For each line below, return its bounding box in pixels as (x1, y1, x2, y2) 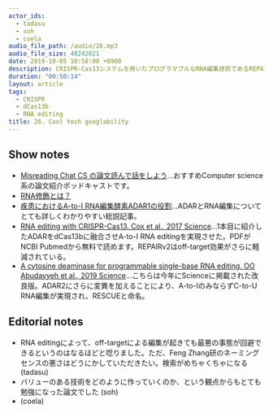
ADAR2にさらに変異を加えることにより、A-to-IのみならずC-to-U (41, 280, 258, 290)
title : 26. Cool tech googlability (8, 118, 129, 126)
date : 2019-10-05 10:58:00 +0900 (8, 58, 122, 66)
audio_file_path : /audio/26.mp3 (8, 42, 118, 50)
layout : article (8, 80, 63, 88)
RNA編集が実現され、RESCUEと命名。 (19, 290, 149, 301)
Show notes (8, 148, 70, 162)
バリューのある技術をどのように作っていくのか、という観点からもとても (19, 376, 262, 386)
